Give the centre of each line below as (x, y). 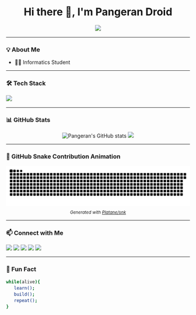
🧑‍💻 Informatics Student (42, 62)
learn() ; (24, 288)
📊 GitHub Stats (28, 120)
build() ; (24, 295)
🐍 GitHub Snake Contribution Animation (63, 156)
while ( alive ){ (23, 282)
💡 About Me (23, 49)
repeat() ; (26, 300)
